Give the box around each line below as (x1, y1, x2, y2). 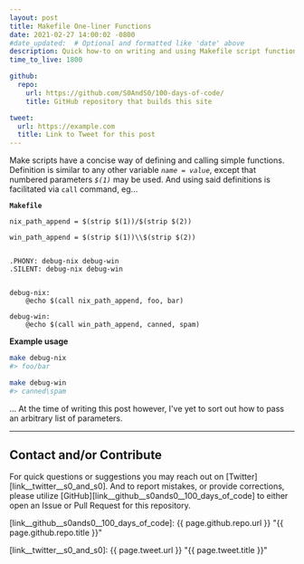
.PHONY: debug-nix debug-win (9, 257, 119, 266)
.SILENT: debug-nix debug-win (9, 264, 124, 274)
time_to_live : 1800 (9, 55, 83, 64)
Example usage (9, 336, 69, 347)
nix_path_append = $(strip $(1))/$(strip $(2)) (9, 217, 193, 226)
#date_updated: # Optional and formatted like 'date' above (9, 38, 245, 48)
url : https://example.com (17, 121, 116, 131)
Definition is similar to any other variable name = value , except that (9, 165, 256, 176)
